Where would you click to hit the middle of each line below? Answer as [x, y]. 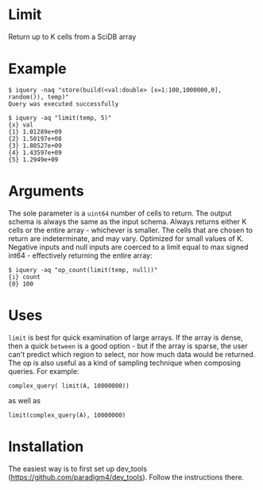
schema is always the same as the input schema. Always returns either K [128, 221]
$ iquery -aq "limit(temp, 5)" [60, 118]
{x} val [21, 125]
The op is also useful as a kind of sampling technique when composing [124, 363]
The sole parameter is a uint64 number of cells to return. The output [120, 213]
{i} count [25, 277]
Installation [46, 446]
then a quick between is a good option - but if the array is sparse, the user [128, 346]
